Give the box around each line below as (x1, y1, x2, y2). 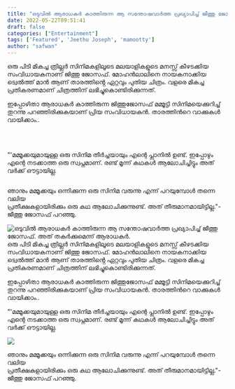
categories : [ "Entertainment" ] (7, 29, 99, 37)
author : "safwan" (7, 43, 58, 50)
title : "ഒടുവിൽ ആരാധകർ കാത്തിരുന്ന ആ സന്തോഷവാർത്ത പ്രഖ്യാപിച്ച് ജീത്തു (7, 10, 215, 18)
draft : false (7, 23, 45, 30)
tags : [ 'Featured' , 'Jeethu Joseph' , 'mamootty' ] (7, 36, 155, 43)
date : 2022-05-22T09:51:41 (7, 17, 86, 24)
